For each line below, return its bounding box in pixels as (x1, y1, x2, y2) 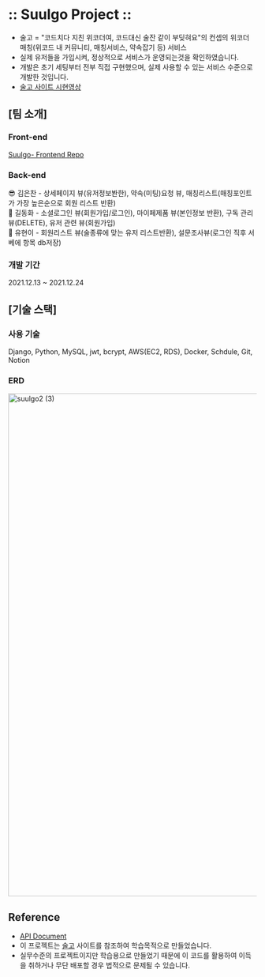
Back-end (8, 169, 47, 180)
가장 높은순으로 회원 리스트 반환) (16, 198, 116, 207)
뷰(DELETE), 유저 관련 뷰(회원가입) (8, 217, 116, 227)
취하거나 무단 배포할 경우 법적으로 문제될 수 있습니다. (28, 960, 191, 970)
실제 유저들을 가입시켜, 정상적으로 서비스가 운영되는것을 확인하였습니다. (19, 52, 239, 62)
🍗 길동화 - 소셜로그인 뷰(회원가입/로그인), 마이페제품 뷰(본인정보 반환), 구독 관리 (8, 208, 254, 217)
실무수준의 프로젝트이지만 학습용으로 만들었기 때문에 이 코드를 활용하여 (19, 951, 237, 960)
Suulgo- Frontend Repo (8, 149, 84, 159)
